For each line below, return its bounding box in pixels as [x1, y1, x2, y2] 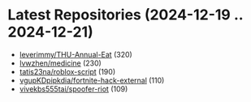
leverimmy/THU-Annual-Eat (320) [19, 49, 133, 59]
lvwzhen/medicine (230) [19, 58, 102, 68]
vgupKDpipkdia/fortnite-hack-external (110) [19, 75, 165, 85]
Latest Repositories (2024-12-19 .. [7, 6, 244, 24]
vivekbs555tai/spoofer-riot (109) [19, 83, 128, 94]
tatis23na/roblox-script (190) [19, 66, 115, 76]
